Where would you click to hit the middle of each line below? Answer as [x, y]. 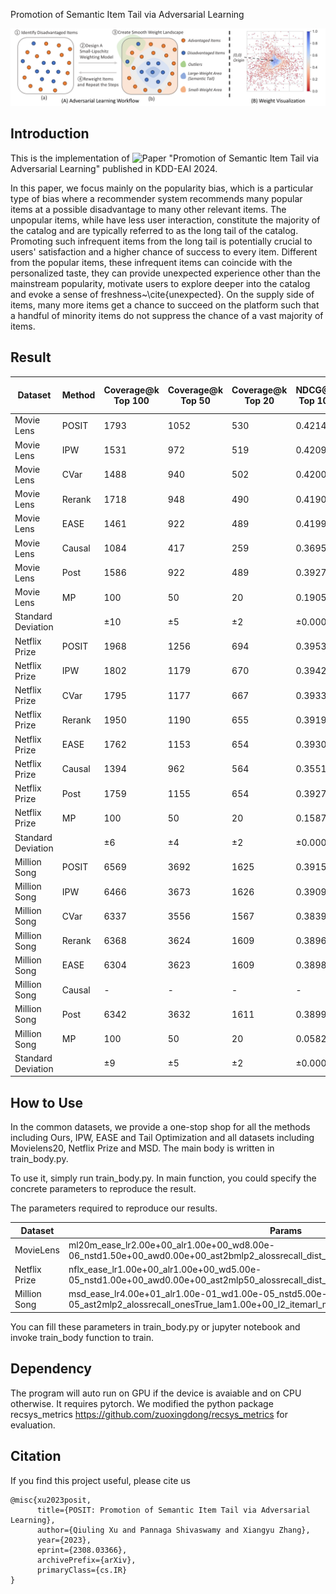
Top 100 [131, 400]
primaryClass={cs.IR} [82, 1570]
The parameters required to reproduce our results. [114, 1208]
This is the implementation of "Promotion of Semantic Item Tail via [165, 158]
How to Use [47, 1102]
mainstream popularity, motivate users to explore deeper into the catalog [160, 283]
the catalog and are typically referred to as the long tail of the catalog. [154, 230]
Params [286, 1230]
